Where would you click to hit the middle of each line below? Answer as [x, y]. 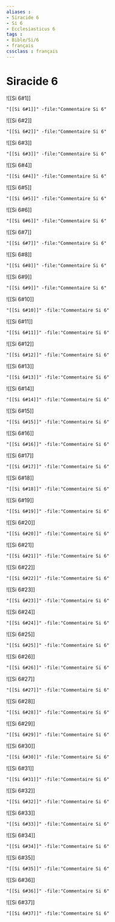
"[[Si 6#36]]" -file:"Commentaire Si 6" [58, 891]
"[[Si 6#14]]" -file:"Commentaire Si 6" [58, 400]
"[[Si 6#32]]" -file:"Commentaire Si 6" [58, 801]
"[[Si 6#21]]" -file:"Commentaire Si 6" [58, 556]
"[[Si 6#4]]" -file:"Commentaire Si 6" [57, 176]
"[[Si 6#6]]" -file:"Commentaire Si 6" [57, 221]
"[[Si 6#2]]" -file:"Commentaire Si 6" [57, 131]
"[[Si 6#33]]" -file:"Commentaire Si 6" [58, 824]
